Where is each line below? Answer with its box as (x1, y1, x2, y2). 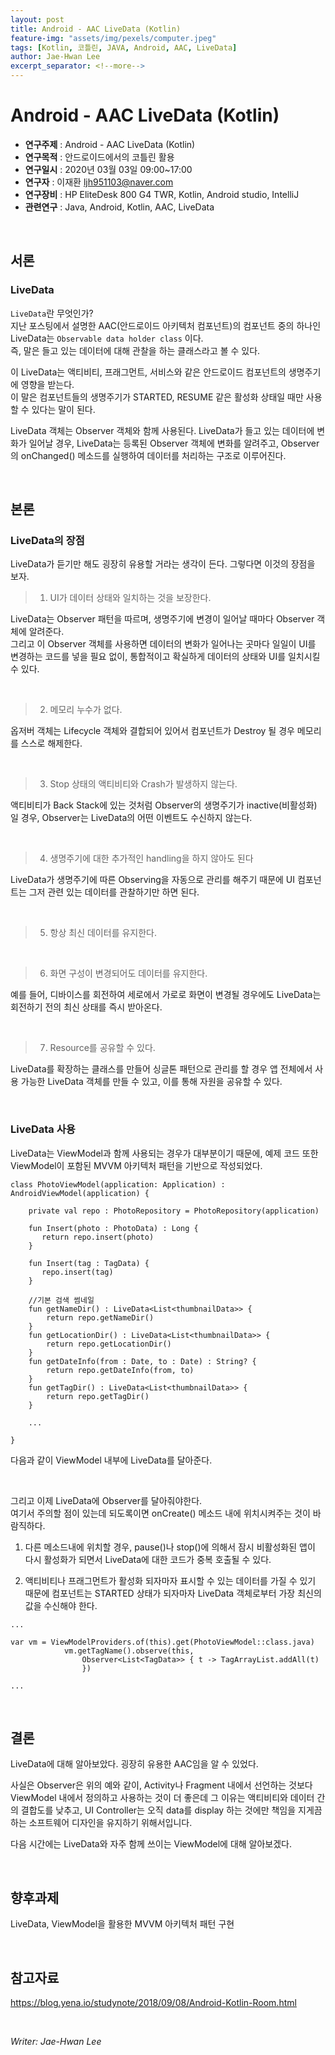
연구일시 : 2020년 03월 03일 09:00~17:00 (24, 163, 193, 175)
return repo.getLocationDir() (46, 1339, 172, 1349)
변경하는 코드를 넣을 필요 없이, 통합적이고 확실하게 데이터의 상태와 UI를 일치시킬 (10, 651, 321, 663)
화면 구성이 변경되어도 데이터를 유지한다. (49, 967, 208, 980)
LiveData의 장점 (10, 533, 85, 547)
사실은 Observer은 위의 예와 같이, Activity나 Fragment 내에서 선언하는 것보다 (10, 1779, 313, 1791)
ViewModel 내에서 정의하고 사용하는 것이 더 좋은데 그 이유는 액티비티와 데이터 (10, 1792, 315, 1804)
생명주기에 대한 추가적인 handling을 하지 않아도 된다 (49, 852, 254, 865)
